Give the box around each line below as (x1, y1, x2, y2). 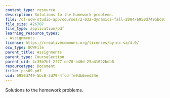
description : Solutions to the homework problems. (5, 12, 114, 17)
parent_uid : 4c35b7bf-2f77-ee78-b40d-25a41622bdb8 (5, 59, 114, 64)
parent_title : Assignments (5, 50, 62, 55)
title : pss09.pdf (5, 69, 42, 74)
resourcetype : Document (5, 64, 56, 69)
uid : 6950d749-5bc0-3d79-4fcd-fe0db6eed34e (5, 73, 99, 78)
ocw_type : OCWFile (5, 45, 44, 50)
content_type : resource (5, 7, 56, 13)
